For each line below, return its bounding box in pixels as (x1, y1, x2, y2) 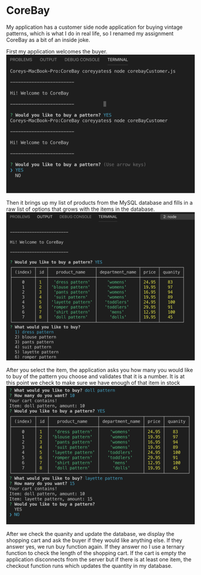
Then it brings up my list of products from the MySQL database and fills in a (6, 199, 193, 206)
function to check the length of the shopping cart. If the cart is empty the (6, 549, 187, 556)
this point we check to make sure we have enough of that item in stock (6, 379, 181, 386)
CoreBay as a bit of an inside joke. (6, 36, 90, 43)
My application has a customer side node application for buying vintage (6, 23, 183, 31)
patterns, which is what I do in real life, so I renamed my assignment (6, 29, 174, 37)
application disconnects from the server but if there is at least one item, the (6, 556, 191, 563)
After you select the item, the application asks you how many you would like (6, 366, 193, 373)
